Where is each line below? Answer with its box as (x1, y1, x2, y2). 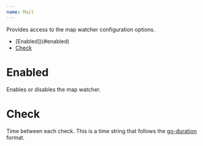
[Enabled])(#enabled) (15, 37, 70, 45)
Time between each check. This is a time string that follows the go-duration (6, 127, 197, 134)
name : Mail (6, 9, 34, 15)
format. (6, 134, 25, 141)
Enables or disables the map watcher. (6, 86, 101, 93)
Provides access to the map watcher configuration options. (6, 26, 155, 33)
